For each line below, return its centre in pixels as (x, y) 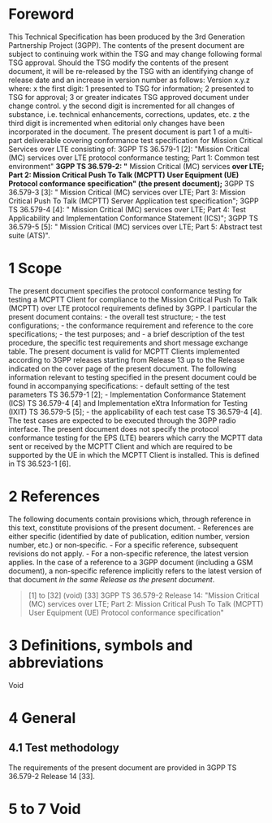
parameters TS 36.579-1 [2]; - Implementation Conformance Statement (127, 394)
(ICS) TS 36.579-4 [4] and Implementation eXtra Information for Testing (128, 403)
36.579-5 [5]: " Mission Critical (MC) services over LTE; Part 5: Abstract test (135, 226)
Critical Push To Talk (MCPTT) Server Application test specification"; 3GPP (134, 201)
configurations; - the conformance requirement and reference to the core (131, 325)
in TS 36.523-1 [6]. (40, 464)
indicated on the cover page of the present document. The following (123, 368)
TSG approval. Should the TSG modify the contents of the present (119, 63)
